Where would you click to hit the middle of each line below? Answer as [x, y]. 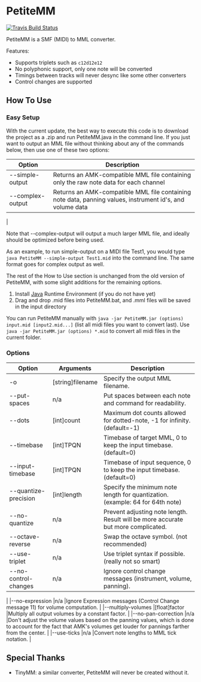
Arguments [75, 368]
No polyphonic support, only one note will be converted [83, 69]
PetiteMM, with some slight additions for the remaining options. [84, 282]
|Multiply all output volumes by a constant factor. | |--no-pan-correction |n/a [100, 614]
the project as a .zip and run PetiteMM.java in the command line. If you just [98, 137]
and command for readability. [145, 403]
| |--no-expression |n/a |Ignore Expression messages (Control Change [93, 600]
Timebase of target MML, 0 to [145, 437]
